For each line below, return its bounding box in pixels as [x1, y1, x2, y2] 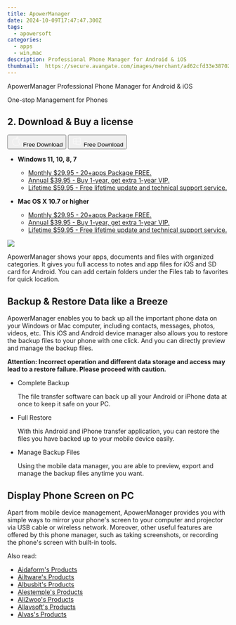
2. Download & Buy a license [7, 116, 133, 128]
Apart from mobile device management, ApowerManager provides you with [7, 508, 226, 517]
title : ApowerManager [7, 10, 71, 18]
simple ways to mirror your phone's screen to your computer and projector [7, 516, 223, 524]
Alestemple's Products [17, 588, 83, 596]
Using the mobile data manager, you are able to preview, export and [17, 462, 214, 470]
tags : [7, 23, 23, 30]
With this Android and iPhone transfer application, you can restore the [17, 427, 220, 436]
